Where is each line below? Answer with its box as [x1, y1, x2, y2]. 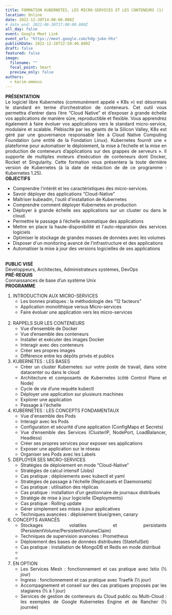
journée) [20, 604, 38, 610]
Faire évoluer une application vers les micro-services [20, 309, 133, 315]
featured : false [5, 50, 40, 56]
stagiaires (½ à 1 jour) [20, 587, 66, 594]
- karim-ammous [10, 79, 42, 84]
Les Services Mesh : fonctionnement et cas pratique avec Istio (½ [20, 566, 167, 572]
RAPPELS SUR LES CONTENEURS [12, 320, 85, 326]
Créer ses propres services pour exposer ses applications [20, 440, 143, 446]
